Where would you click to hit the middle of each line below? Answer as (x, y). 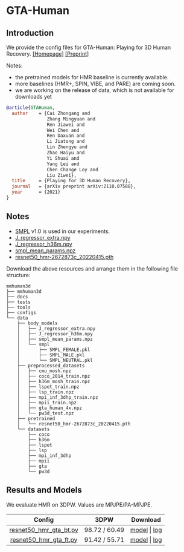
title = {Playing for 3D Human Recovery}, (71, 181)
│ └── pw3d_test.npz (46, 413)
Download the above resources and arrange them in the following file (92, 268)
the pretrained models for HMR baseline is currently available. (92, 77)
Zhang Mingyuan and (71, 119)
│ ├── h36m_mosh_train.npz (54, 381)
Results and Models (44, 490)
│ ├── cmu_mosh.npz (44, 371)
